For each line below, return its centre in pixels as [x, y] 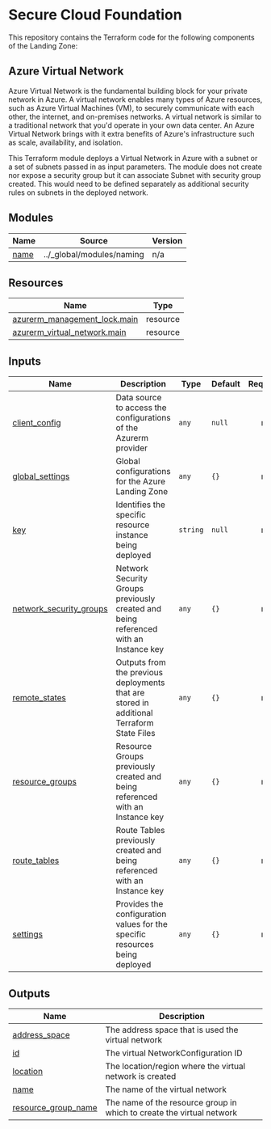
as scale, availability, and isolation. [66, 142]
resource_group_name [55, 1108]
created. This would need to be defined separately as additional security [129, 184]
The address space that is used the [172, 1030]
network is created [141, 1076]
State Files [135, 734]
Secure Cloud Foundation [96, 15]
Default [225, 384]
